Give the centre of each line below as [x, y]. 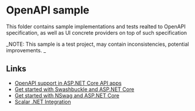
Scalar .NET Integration [43, 102]
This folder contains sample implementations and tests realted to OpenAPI [96, 26]
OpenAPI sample [48, 10]
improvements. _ [26, 50]
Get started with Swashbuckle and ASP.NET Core [74, 89]
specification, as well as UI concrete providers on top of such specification [97, 32]
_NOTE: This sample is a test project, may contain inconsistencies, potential [97, 44]
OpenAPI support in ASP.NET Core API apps [68, 83]
